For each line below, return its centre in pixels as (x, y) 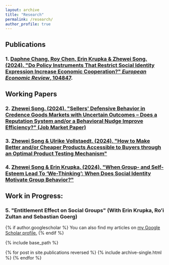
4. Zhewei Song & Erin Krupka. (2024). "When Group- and (78, 167)
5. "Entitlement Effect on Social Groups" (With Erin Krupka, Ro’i (85, 210)
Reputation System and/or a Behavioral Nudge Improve (74, 121)
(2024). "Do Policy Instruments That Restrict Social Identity (80, 65)
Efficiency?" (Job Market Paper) (46, 127)
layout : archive (22, 10)
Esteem (15, 173)
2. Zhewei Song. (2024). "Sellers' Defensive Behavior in (75, 108)
